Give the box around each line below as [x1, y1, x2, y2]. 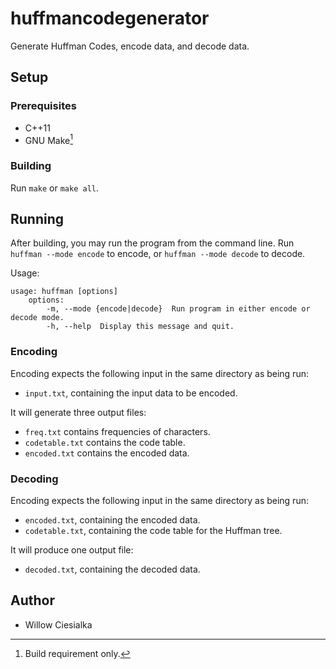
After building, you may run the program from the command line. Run [10, 237, 295, 249]
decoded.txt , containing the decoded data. [24, 563, 201, 575]
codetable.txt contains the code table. [24, 436, 186, 448]
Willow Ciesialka [24, 618, 93, 631]
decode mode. [10, 313, 65, 323]
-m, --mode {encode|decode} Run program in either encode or [46, 304, 311, 314]
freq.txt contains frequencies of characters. [24, 425, 211, 437]
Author [10, 592, 55, 609]
